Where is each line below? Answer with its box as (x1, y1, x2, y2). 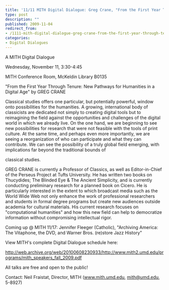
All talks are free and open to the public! (5, 264, 88, 270)
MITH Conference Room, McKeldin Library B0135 (5, 74, 107, 80)
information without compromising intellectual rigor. (5, 214, 112, 220)
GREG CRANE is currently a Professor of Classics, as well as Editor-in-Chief (5, 166, 162, 172)
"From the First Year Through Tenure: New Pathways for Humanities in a (5, 83, 155, 89)
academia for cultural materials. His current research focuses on (5, 204, 139, 210)
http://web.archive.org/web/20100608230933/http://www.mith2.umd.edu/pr (5, 249, 164, 255)
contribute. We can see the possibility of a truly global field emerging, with (5, 141, 159, 147)
